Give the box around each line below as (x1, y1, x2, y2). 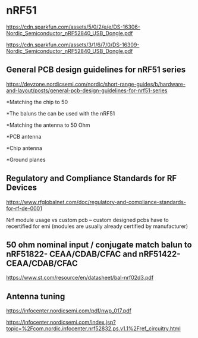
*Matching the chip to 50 (6, 98, 68, 105)
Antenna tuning (6, 291, 65, 301)
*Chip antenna (6, 144, 43, 152)
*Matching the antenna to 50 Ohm (6, 121, 90, 129)
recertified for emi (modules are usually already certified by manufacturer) (6, 223, 188, 230)
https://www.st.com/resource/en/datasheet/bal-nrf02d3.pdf (6, 274, 154, 281)
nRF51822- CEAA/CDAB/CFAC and (6, 249, 137, 259)
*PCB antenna (6, 133, 42, 140)
